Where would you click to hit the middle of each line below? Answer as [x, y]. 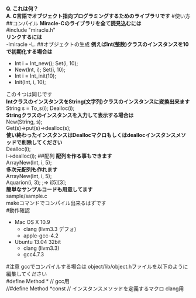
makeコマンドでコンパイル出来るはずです [56, 203]
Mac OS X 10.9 [32, 222]
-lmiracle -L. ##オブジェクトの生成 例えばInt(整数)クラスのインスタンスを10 [97, 44]
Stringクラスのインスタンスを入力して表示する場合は [70, 115]
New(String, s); [24, 122]
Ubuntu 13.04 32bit [38, 242]
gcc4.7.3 [34, 254]
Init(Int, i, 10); [30, 82]
